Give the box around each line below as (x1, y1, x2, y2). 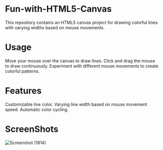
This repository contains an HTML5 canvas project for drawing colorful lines (5, 19, 158, 25)
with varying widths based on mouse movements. (5, 24, 105, 30)
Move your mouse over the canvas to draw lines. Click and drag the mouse (5, 57, 155, 64)
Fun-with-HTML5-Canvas (5, 3, 112, 15)
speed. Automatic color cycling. (5, 106, 69, 112)
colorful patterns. (5, 68, 40, 74)
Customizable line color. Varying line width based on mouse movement (5, 101, 147, 107)
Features (5, 85, 42, 96)
